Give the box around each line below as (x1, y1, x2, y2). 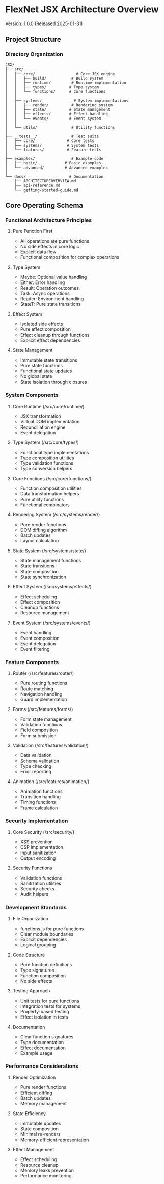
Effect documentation (20, 1045, 66, 1051)
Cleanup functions (20, 604, 60, 610)
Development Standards (5, 904, 67, 911)
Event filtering (20, 646, 50, 652)
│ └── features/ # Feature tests (5, 147, 101, 152)
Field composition (20, 727, 58, 733)
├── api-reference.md (14, 183, 60, 188)
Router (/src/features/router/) (12, 670, 74, 676)
